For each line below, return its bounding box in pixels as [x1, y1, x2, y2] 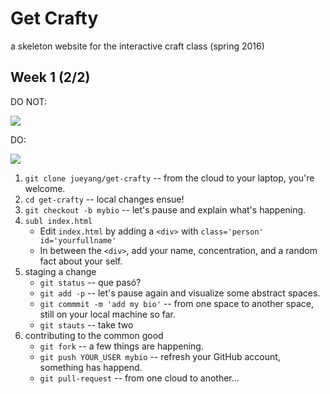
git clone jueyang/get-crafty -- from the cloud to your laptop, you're [24, 172, 315, 184]
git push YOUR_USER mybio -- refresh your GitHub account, [39, 350, 281, 362]
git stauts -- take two [39, 318, 134, 331]
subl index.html [24, 216, 93, 226]
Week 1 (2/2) [10, 69, 91, 86]
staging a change [24, 265, 97, 277]
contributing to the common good [24, 329, 164, 341]
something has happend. [39, 361, 143, 373]
